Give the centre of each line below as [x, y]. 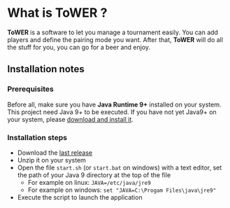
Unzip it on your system [51, 160]
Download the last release [55, 153]
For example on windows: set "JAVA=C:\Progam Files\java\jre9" [122, 190]
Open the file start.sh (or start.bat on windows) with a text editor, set [120, 167]
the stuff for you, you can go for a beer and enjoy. [79, 47]
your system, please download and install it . [71, 119]
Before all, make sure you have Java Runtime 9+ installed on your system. [114, 104]
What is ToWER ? [57, 13]
